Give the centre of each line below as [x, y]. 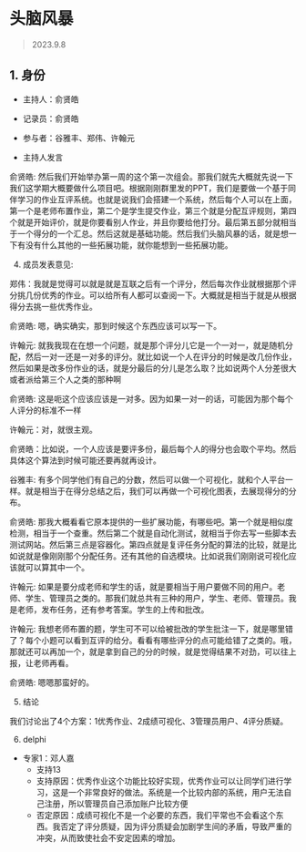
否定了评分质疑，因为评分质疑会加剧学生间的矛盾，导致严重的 [176, 826]
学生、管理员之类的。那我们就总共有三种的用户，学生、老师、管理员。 [157, 598]
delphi [35, 739]
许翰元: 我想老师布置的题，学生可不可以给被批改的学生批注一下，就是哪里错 [151, 629]
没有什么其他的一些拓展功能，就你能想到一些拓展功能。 [129, 245]
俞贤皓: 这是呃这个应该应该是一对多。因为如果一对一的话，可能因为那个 [143, 398]
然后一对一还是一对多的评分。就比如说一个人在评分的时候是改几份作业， [161, 356]
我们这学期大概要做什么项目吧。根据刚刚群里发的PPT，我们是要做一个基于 [149, 188]
